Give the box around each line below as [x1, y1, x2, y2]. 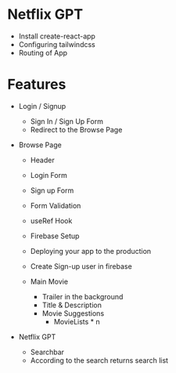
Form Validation [30, 201, 81, 210]
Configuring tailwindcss [18, 39, 95, 49]
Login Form [30, 170, 67, 179]
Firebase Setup [30, 231, 80, 241]
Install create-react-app [18, 31, 95, 41]
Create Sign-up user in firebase [30, 261, 132, 271]
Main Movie [30, 277, 68, 286]
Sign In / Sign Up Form [30, 116, 103, 126]
